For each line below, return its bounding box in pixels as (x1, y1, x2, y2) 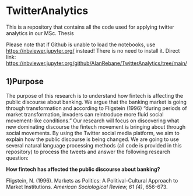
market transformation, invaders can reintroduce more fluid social (6, 111, 164, 118)
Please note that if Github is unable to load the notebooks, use (6, 41, 156, 48)
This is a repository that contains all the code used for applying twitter (6, 23, 174, 30)
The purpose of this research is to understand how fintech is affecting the (6, 92, 184, 99)
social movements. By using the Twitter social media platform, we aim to (6, 129, 180, 136)
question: (6, 154, 29, 161)
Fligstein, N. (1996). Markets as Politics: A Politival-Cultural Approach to (6, 177, 178, 184)
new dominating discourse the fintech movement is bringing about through (6, 123, 186, 130)
